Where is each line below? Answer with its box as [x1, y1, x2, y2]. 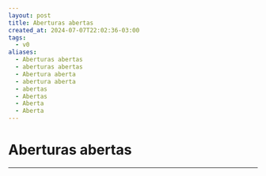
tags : [8, 33, 26, 42]
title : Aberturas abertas [8, 19, 93, 27]
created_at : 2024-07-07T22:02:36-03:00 [8, 26, 140, 34]
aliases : [8, 48, 37, 56]
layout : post [8, 11, 51, 20]
